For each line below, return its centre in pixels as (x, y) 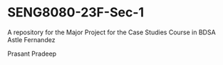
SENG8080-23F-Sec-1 (76, 12)
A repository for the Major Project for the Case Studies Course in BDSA (111, 32)
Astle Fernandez (31, 39)
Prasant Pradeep (32, 54)
